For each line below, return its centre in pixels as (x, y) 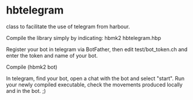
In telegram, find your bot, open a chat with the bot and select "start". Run (95, 78)
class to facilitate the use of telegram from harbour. (68, 26)
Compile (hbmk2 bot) (32, 67)
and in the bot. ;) (26, 91)
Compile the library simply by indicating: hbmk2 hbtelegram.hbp (84, 38)
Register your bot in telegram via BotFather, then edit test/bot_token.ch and (97, 49)
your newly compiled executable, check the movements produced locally (94, 84)
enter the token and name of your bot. (52, 55)
